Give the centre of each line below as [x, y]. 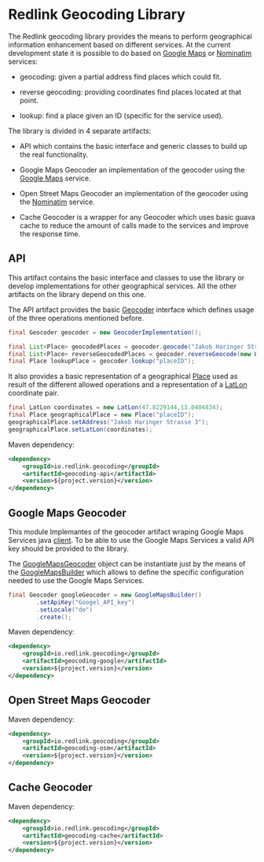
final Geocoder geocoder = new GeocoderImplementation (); [105, 333]
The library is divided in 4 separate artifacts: [80, 131]
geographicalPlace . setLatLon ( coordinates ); [81, 429]
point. [29, 100]
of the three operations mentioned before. [76, 318]
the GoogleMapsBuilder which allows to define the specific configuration [126, 572]
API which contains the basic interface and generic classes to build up [133, 146]
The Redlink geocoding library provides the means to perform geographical [130, 36]
